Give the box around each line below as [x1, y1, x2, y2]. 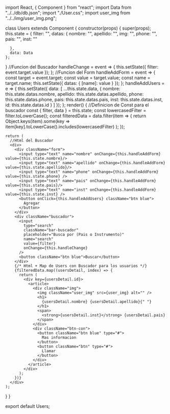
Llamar [41, 348, 56, 354]
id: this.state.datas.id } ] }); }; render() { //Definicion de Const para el [5, 102, 149, 108]
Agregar [23, 201, 40, 206]
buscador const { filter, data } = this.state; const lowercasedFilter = [5, 107, 147, 113]
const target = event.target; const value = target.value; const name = [5, 75, 151, 81]
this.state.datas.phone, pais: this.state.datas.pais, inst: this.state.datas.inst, [5, 97, 163, 102]
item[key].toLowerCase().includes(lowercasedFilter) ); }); [5, 124, 125, 129]
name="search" [23, 236, 54, 242]
